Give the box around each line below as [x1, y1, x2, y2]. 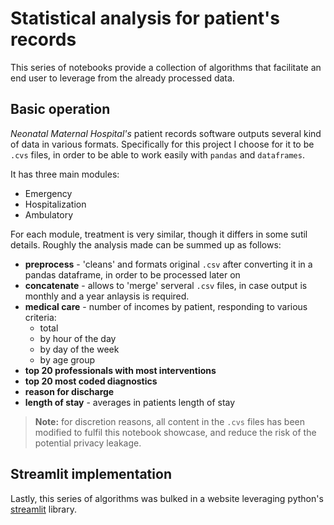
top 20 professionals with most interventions [24, 364, 217, 376]
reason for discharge [24, 385, 115, 397]
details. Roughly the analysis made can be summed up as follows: [10, 238, 282, 251]
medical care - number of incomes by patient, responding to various [24, 300, 308, 312]
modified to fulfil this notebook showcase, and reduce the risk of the [34, 426, 317, 438]
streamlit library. [10, 503, 77, 515]
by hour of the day [39, 332, 117, 344]
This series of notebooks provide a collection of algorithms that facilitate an [10, 61, 322, 73]
